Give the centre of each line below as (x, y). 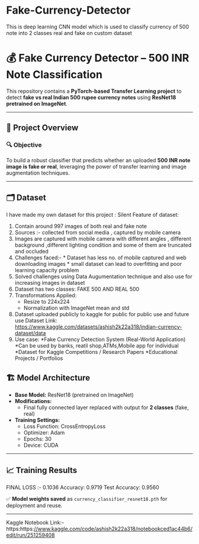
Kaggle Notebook (28, 522)
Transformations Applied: (46, 295)
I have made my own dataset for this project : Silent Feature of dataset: (93, 215)
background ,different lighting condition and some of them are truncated (103, 245)
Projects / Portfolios (39, 358)
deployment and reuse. (34, 506)
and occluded (31, 252)
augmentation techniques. (38, 173)
